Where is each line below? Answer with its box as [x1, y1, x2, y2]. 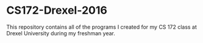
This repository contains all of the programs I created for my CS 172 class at [6, 23, 197, 30]
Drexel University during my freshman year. [6, 29, 116, 36]
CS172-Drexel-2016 [6, 4, 108, 17]
